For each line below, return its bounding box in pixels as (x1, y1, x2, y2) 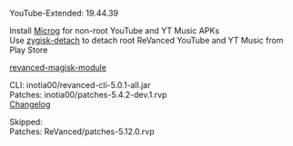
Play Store (9, 44, 48, 55)
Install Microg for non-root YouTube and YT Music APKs (9, 25, 220, 35)
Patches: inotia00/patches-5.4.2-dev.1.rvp (9, 90, 167, 100)
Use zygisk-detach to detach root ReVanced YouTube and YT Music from (9, 35, 284, 45)
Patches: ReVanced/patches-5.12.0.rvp (9, 126, 155, 137)
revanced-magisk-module (9, 63, 107, 73)
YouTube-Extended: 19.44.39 (9, 8, 118, 18)
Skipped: (9, 117, 43, 127)
